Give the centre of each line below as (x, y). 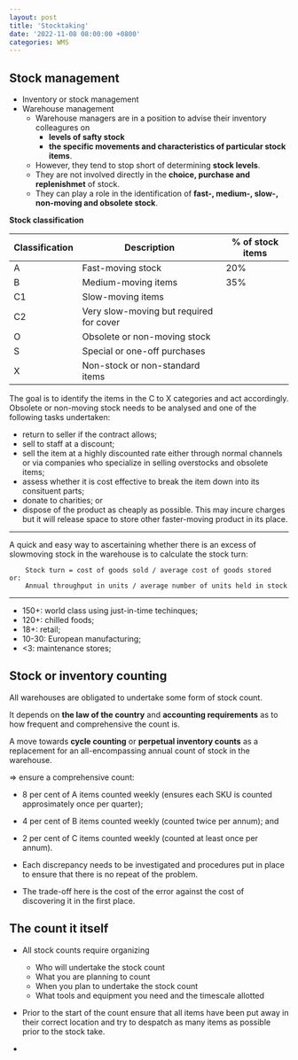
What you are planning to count (93, 977)
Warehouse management (68, 109)
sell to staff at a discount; (68, 444)
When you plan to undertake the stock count (117, 986)
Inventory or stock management (80, 99)
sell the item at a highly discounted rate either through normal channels (152, 454)
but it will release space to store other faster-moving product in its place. (155, 519)
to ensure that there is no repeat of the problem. (110, 874)
